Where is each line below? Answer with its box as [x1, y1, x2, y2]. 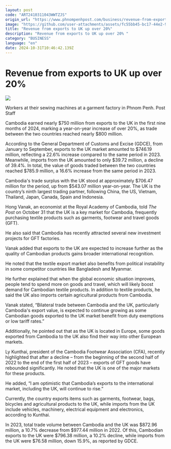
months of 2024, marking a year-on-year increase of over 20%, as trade [5, 125, 157, 131]
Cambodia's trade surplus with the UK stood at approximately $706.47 [5, 177, 153, 183]
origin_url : [5, 17, 31, 22]
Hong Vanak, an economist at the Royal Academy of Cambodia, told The [5, 203, 157, 209]
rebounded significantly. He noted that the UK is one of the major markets [5, 365, 160, 371]
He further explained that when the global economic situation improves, [5, 276, 156, 282]
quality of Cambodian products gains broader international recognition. [5, 250, 154, 256]
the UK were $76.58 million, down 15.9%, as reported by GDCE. [5, 438, 138, 444]
